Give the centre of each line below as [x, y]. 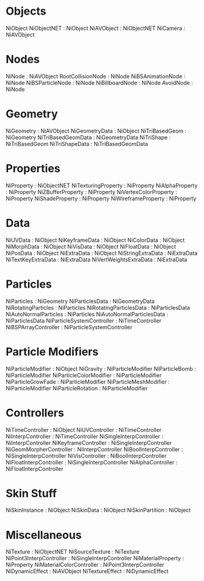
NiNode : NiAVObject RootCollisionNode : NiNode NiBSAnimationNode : [96, 76]
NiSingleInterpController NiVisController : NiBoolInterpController [86, 456]
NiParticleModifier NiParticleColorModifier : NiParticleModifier [84, 375]
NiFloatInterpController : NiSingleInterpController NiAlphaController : [92, 462]
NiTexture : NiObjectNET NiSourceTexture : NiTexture [73, 552]
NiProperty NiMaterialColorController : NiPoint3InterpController [85, 565]
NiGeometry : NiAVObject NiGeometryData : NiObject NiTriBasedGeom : [96, 131]
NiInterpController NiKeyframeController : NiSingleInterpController [89, 443]
